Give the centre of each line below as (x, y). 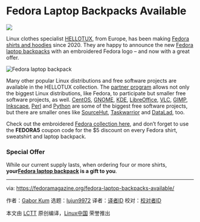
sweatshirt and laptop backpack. (46, 136)
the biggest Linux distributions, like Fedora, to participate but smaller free (96, 93)
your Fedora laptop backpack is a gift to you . (62, 171)
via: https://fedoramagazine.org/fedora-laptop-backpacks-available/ (90, 188)
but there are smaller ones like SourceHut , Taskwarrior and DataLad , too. (96, 112)
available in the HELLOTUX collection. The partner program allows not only (98, 87)
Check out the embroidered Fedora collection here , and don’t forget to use (98, 124)
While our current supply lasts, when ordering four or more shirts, (87, 165)
